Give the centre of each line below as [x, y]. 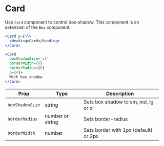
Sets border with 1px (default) [118, 130]
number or [57, 116]
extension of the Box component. [38, 27]
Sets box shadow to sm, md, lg [119, 102]
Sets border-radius [106, 119]
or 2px [91, 136]
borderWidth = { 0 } [26, 63]
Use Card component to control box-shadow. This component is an [72, 22]
